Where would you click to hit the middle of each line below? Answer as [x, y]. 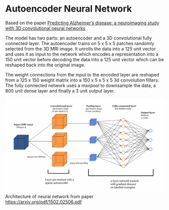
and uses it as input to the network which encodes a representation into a [82, 54]
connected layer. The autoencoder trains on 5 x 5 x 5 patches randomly [80, 43]
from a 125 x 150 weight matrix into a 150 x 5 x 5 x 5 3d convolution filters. [82, 80]
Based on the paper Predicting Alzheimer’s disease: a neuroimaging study [82, 23]
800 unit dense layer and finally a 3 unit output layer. [60, 91]
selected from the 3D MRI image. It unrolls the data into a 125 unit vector [80, 49]
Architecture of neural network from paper [49, 196]
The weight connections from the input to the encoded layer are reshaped [82, 74]
